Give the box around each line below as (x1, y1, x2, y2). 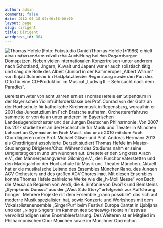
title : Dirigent (5, 30, 38, 35)
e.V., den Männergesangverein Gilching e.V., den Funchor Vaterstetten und (5, 155, 155, 161)
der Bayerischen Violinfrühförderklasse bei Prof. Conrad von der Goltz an (5, 98, 152, 104)
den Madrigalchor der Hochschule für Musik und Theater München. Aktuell (5, 160, 156, 166)
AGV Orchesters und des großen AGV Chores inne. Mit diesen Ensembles (5, 171, 153, 177)
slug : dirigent (5, 25, 36, 30)
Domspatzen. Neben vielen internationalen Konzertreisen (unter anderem (5, 58, 152, 64)
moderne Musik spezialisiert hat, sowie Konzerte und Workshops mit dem (5, 197, 153, 203)
